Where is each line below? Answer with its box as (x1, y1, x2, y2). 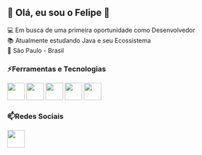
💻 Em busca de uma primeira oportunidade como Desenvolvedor (7, 26, 196, 34)
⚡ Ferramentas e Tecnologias (7, 64, 107, 74)
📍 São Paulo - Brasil (7, 46, 64, 54)
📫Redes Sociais (7, 112, 64, 122)
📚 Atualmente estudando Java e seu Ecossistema (7, 36, 151, 44)
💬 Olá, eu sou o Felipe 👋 (7, 7, 110, 19)
